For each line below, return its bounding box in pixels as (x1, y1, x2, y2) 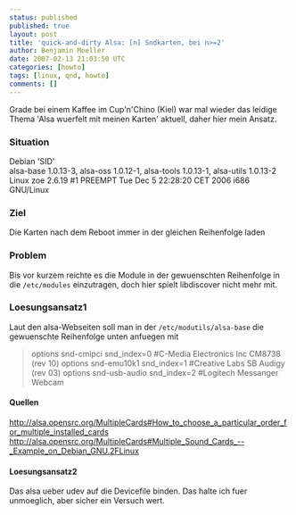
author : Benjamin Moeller (9, 46, 105, 55)
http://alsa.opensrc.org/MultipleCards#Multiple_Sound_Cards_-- (9, 436, 245, 447)
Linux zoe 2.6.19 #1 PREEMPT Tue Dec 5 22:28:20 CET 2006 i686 (9, 175, 251, 186)
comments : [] (9, 79, 58, 88)
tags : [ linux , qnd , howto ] (9, 71, 110, 80)
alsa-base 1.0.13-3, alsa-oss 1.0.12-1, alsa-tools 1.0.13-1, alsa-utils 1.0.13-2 (9, 165, 277, 176)
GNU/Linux (9, 184, 50, 195)
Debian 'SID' (9, 155, 55, 166)
